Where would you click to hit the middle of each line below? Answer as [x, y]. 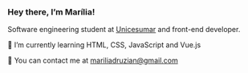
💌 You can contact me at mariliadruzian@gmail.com [93, 61]
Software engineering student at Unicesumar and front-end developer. [124, 30]
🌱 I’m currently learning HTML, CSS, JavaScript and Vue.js [104, 45]
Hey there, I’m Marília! [51, 12]
